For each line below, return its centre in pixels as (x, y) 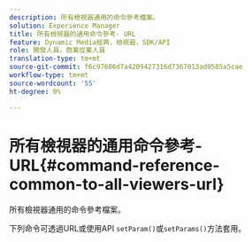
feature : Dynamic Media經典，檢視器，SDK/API (90, 42)
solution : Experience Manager (65, 26)
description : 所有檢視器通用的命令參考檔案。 (84, 17)
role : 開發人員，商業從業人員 (57, 51)
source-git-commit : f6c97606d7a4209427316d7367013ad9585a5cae (126, 67)
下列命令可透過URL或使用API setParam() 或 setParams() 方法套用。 (127, 229)
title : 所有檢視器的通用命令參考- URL (73, 34)
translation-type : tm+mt (55, 59)
